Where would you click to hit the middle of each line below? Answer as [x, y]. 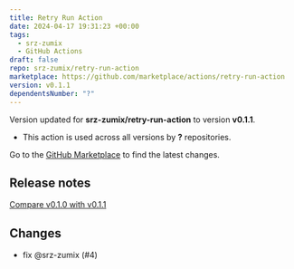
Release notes [50, 183]
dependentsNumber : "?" [52, 93]
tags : [19, 34]
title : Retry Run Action [56, 18]
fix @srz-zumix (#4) [60, 255]
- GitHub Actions [50, 52]
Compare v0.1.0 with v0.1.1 [58, 205]
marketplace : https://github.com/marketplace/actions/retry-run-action [147, 77]
